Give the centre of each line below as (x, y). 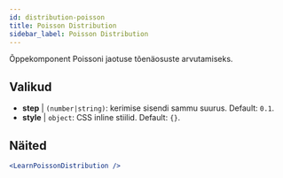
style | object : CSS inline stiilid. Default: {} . (101, 118)
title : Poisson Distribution (63, 26)
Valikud (31, 86)
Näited (28, 146)
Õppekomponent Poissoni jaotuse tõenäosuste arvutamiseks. (121, 59)
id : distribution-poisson (57, 17)
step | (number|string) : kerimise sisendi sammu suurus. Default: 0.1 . (148, 108)
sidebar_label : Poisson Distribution (79, 34)
